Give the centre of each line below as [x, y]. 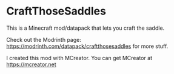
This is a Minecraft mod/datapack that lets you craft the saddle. [85, 28]
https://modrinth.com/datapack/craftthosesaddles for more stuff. [87, 46]
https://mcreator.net [31, 64]
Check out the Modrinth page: [44, 39]
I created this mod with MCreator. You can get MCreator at [79, 58]
